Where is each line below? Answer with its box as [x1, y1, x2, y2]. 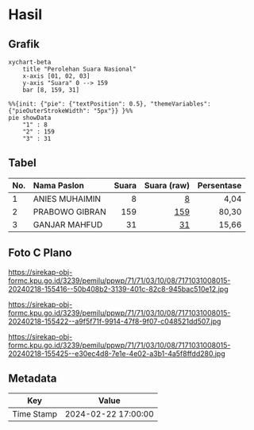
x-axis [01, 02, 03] [22, 72, 90, 80]
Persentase [197, 180, 242, 191]
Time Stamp [12, 409, 58, 420]
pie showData [8, 114, 52, 122]
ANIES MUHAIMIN [33, 193, 102, 204]
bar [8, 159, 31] [22, 86, 80, 94]
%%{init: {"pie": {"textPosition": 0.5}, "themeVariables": [8, 100, 212, 108]
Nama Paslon [33, 180, 85, 191]
